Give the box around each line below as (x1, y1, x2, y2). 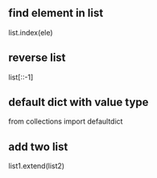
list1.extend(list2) (8, 161, 65, 171)
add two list (8, 140, 68, 153)
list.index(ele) (8, 27, 54, 37)
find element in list (8, 6, 104, 20)
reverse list (8, 51, 66, 65)
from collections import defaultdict (8, 116, 123, 127)
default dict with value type (8, 95, 149, 109)
